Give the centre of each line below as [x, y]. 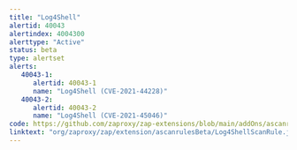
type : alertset [37, 58]
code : [19, 124]
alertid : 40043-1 [65, 83]
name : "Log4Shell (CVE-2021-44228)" [100, 91]
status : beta [33, 50]
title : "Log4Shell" [45, 17]
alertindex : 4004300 [47, 34]
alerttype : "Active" [47, 42]
